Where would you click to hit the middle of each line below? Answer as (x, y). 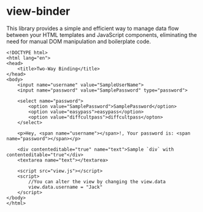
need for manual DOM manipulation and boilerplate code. (79, 41)
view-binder (38, 11)
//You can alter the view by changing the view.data (97, 182)
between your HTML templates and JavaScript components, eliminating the (102, 34)
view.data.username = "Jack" (66, 187)
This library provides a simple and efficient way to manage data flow (93, 28)
